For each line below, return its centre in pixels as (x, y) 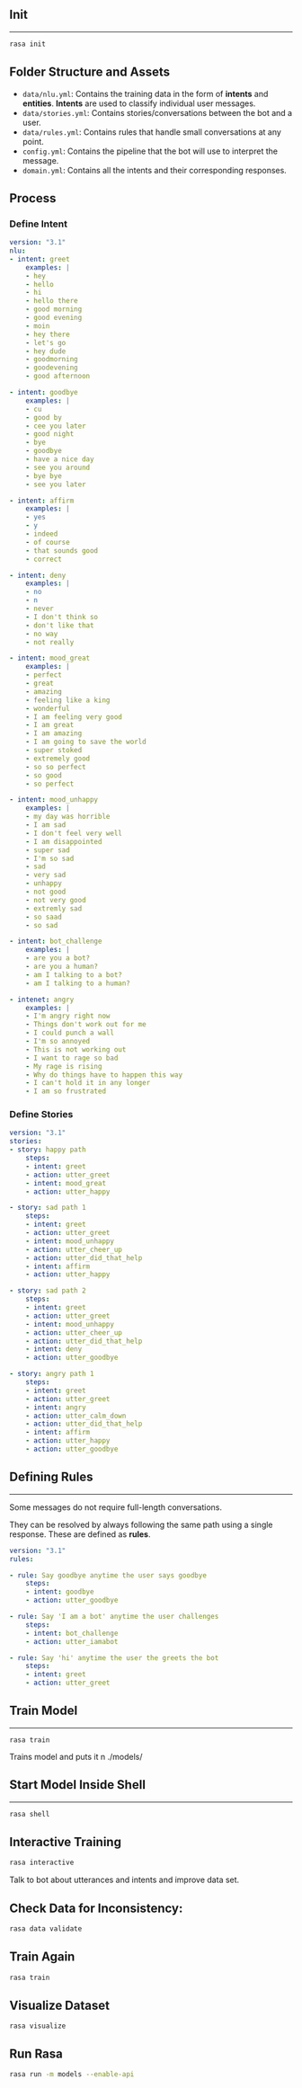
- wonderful (48, 708)
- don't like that (60, 625)
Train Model (44, 1711)
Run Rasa (36, 2053)
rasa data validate (46, 1929)
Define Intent (38, 224)
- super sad (48, 850)
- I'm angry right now (68, 1016)
